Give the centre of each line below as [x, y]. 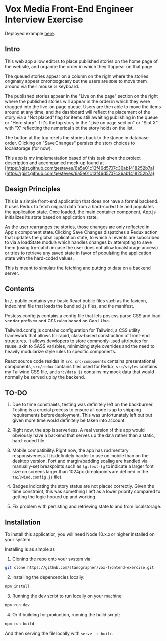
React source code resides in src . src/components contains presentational [80, 361]
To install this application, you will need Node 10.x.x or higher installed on [80, 534]
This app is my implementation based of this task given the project [73, 158]
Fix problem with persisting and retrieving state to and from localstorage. [87, 507]
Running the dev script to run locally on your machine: [67, 596]
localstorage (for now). [28, 148]
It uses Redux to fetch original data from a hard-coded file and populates [80, 206]
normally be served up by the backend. [45, 377]
